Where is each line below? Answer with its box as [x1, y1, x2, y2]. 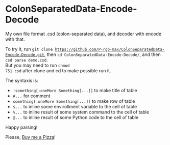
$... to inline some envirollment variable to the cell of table [12, 103, 137, 109]
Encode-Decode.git [5, 52, 44, 57]
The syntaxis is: [5, 77, 38, 83]
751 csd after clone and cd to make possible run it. [5, 67, 111, 74]
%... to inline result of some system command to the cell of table [12, 109, 150, 115]
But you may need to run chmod [5, 62, 70, 68]
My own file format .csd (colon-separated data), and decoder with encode [5, 31, 162, 37]
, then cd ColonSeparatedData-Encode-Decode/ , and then [44, 51, 161, 57]
